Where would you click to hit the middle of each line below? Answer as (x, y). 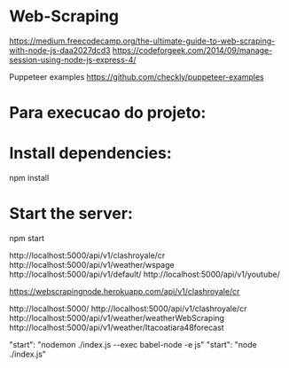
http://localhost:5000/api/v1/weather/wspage (92, 265)
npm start (27, 238)
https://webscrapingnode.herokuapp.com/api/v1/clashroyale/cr (125, 291)
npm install (29, 178)
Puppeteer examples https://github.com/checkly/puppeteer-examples (137, 76)
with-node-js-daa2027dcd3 (60, 50)
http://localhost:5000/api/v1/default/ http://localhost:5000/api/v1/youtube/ (145, 274)
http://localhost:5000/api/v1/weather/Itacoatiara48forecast (117, 327)
